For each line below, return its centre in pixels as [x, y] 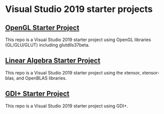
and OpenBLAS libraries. [41, 78]
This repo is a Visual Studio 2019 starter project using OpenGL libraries [78, 39]
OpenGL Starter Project [42, 28]
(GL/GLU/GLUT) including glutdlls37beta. [47, 45]
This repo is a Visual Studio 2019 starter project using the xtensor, [73, 72]
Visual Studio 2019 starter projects [79, 9]
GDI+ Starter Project [37, 94]
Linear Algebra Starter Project [53, 61]
